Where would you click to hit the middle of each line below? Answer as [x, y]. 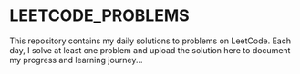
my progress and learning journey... [76, 60]
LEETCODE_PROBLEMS [99, 16]
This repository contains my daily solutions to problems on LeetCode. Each [150, 41]
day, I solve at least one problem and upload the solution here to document [150, 50]
